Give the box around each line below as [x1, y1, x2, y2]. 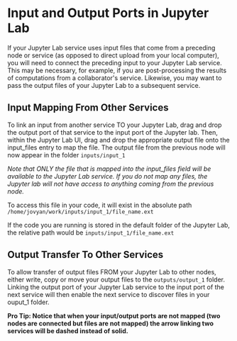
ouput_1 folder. [7, 298, 50, 306]
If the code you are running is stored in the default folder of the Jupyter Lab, [7, 220, 231, 229]
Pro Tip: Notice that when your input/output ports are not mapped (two [7, 311, 221, 320]
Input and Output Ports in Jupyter [7, 5, 209, 21]
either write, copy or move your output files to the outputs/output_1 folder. [7, 275, 226, 284]
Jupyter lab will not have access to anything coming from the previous [7, 179, 214, 188]
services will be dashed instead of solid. [7, 326, 129, 335]
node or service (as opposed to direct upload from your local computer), [7, 51, 220, 60]
